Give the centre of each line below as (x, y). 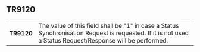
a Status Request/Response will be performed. (103, 40)
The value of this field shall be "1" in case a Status (109, 25)
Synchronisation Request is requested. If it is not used (114, 33)
